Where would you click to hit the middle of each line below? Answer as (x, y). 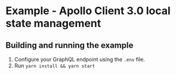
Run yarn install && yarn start (55, 66)
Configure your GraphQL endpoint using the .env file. (80, 59)
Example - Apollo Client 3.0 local (88, 11)
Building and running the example (70, 45)
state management (53, 23)
